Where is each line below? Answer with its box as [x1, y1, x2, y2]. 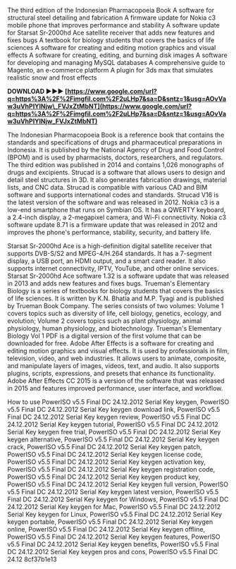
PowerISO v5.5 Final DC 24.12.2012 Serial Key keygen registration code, [7, 465, 216, 473]
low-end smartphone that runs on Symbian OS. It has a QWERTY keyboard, [7, 206, 226, 214]
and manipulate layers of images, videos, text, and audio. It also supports [7, 362, 220, 369]
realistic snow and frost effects [7, 73, 97, 82]
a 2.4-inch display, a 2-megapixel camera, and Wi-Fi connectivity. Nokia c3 [7, 213, 227, 221]
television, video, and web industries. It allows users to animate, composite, [7, 354, 227, 362]
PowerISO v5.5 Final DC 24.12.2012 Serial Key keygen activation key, [7, 458, 206, 466]
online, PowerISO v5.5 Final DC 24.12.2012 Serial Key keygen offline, [7, 525, 206, 533]
